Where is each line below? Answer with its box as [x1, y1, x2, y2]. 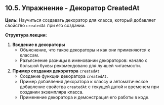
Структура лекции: [5, 32, 47, 38]
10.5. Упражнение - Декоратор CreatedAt [5, 4, 140, 12]
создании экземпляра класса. [19, 89, 84, 95]
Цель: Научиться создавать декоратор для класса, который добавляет [5, 17, 156, 23]
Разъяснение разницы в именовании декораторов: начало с [19, 57, 148, 63]
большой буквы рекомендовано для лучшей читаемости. [19, 62, 142, 68]
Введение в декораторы [12, 42, 65, 48]
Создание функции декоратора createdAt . [19, 73, 108, 79]
